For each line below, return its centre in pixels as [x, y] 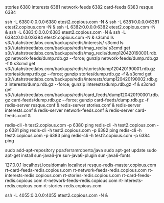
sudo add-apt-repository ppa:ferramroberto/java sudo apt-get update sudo [81, 150]
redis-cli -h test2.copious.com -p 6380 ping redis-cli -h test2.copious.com [80, 125]
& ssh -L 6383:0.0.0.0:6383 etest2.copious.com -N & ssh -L [66, 32]
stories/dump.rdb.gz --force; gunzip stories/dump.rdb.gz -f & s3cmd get [78, 74]
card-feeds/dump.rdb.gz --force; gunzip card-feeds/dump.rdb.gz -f [80, 100]
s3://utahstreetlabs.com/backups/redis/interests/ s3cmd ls [64, 43]
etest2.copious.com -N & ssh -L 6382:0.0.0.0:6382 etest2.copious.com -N [80, 27]
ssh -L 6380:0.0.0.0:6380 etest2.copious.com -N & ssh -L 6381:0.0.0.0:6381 [82, 22]
